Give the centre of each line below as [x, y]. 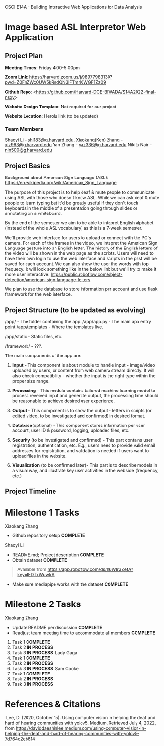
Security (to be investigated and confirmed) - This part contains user [82, 440]
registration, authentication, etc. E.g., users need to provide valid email [84, 445]
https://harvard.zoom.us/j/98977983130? [71, 77]
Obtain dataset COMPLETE [40, 560]
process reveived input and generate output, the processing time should [85, 395]
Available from [32, 569]
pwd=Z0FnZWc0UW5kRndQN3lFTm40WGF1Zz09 [56, 82]
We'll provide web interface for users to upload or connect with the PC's [78, 238]
